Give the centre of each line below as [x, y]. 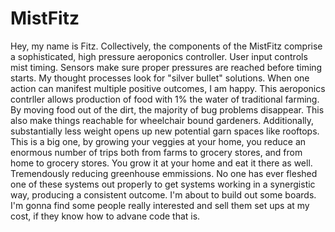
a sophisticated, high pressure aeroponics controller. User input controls [159, 56]
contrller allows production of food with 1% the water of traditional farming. [165, 99]
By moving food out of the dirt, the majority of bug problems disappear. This [167, 109]
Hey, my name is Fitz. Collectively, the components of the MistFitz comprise [166, 46]
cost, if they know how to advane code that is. [105, 216]
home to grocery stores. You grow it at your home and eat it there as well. [161, 163]
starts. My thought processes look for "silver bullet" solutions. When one [160, 78]
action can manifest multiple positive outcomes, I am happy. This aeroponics [168, 88]
